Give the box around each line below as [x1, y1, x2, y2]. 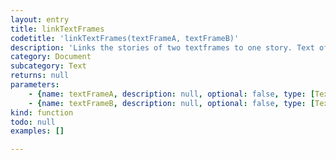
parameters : [10, 80, 60, 90]
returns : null [10, 71, 70, 81]
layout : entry [10, 14, 70, 25]
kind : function [10, 107, 74, 118]
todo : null [10, 117, 56, 127]
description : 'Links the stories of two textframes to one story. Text [10, 42, 315, 53]
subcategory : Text [10, 61, 87, 71]
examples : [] [10, 126, 65, 136]
